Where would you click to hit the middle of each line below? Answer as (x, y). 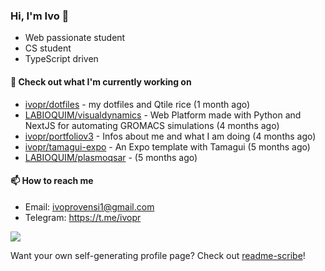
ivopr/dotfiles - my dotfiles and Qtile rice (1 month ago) (137, 104)
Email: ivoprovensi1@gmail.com (89, 206)
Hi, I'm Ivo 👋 (40, 16)
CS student (48, 48)
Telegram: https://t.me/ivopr (83, 217)
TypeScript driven (61, 59)
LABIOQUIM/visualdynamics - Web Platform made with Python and (163, 115)
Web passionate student (75, 38)
